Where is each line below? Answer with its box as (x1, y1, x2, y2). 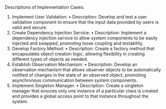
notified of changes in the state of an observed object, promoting (11, 72, 147, 78)
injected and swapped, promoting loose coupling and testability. (11, 40, 144, 46)
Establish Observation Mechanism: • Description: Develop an (11, 62, 138, 67)
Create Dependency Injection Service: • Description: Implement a (11, 30, 147, 35)
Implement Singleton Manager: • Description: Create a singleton (11, 83, 144, 89)
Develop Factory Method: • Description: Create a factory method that (11, 46, 155, 51)
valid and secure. (11, 24, 48, 30)
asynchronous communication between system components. (11, 77, 138, 83)
